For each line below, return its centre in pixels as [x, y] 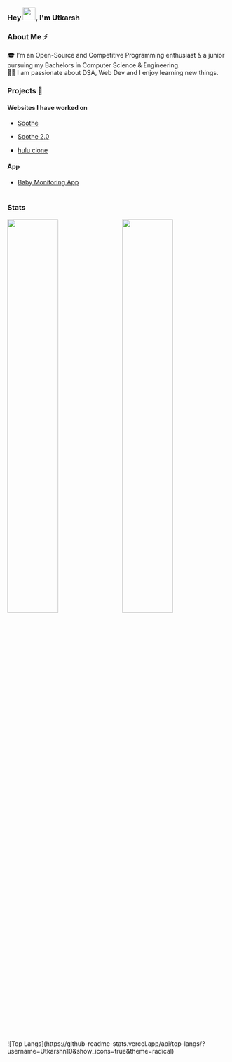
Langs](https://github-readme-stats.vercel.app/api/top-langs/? [114, 1043]
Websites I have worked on [47, 107]
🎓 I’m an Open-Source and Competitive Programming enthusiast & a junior [116, 55]
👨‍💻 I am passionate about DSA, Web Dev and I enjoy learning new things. [113, 73]
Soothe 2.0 [33, 137]
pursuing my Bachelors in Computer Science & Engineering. [94, 65]
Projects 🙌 [25, 91]
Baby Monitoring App [48, 182]
